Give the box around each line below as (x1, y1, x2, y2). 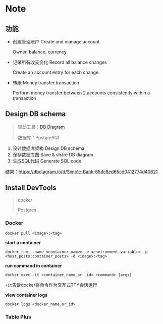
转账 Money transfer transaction (12, 80, 80, 86)
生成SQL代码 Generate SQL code (12, 157, 82, 164)
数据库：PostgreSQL (17, 134, 61, 140)
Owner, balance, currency (12, 49, 67, 55)
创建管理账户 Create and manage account (12, 39, 100, 44)
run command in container (5, 262, 62, 268)
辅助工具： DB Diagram (17, 124, 65, 130)
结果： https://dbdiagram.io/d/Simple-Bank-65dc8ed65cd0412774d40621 (5, 169, 158, 175)
